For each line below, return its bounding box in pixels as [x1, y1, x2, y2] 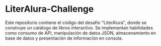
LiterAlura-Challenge [5, 3, 94, 15]
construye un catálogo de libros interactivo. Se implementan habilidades [5, 24, 153, 30]
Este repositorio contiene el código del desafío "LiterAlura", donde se [5, 20, 147, 25]
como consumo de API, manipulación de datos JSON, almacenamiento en [5, 30, 157, 36]
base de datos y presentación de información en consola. [5, 35, 123, 41]
